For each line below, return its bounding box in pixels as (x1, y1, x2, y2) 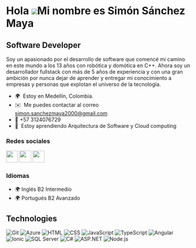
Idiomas (6, 172, 29, 180)
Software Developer (6, 40, 81, 50)
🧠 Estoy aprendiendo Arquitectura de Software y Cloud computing (14, 123, 177, 129)
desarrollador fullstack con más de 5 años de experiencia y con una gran (6, 68, 184, 75)
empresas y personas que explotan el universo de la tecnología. (6, 81, 161, 88)
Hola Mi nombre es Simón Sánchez (6, 4, 185, 18)
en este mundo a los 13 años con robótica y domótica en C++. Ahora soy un (6, 62, 190, 69)
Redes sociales (6, 137, 51, 145)
